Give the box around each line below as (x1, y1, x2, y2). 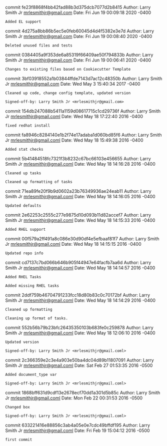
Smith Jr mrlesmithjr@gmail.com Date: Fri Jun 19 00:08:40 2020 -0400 (5, 34, 152, 39)
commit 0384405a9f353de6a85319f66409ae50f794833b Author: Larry (5, 52, 153, 58)
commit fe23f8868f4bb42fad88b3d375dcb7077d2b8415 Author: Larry (5, 5, 151, 10)
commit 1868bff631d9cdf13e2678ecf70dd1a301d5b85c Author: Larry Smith (5, 390, 160, 395)
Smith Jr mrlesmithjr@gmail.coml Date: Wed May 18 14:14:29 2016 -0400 (5, 297, 156, 303)
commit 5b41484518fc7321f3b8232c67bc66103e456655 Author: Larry (5, 156, 151, 162)
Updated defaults (5, 203, 41, 208)
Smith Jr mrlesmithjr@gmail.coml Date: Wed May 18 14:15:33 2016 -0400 (5, 217, 155, 223)
